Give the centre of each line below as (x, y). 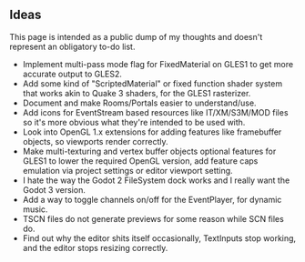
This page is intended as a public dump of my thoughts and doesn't (136, 36)
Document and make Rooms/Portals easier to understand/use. (139, 103)
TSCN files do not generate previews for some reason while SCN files (153, 218)
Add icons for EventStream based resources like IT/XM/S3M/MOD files (155, 112)
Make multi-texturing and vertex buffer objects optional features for (149, 151)
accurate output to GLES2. (72, 74)
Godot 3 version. (54, 189)
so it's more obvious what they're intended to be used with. (134, 122)
